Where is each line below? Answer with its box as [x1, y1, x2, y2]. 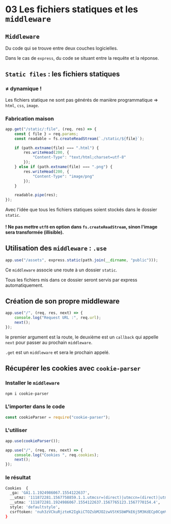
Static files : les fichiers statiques [5, 70, 120, 79]
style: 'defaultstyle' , [10, 505, 60, 510]
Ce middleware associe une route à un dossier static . [5, 267, 118, 273]
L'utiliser [5, 427, 27, 434]
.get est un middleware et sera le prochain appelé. [5, 349, 110, 355]
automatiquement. [5, 282, 44, 288]
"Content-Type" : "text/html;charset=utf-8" [32, 155, 126, 160]
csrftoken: [10, 509, 33, 514]
